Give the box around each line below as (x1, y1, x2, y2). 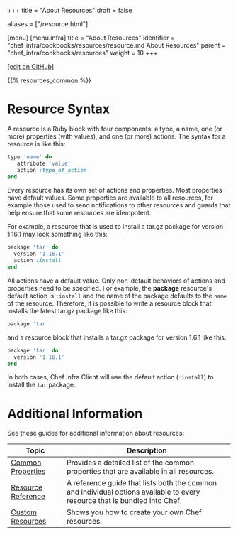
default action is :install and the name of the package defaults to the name (7, 291, 227, 300)
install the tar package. (7, 380, 76, 389)
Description (126, 445, 168, 455)
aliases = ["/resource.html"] (7, 20, 89, 28)
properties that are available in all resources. (67, 467, 215, 477)
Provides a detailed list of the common (67, 458, 195, 468)
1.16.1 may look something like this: (7, 230, 108, 239)
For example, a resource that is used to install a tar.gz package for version (7, 222, 224, 231)
